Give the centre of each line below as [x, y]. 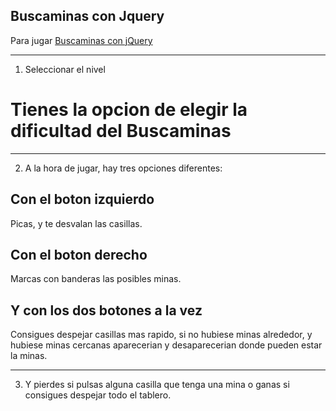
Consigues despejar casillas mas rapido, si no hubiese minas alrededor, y [161, 335]
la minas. [29, 356]
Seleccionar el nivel [65, 69]
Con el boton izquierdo [82, 199]
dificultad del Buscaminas [121, 131]
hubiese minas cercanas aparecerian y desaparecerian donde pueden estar [166, 345]
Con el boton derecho [79, 254]
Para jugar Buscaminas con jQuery [81, 40]
